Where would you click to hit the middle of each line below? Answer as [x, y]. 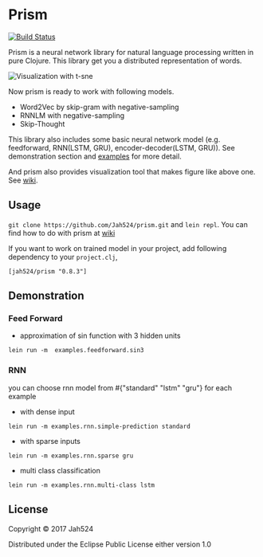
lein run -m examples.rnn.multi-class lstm [82, 485]
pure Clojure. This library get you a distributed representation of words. [125, 61]
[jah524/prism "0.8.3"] [48, 271]
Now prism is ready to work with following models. [91, 91]
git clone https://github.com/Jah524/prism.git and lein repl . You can [128, 224]
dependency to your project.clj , [63, 257]
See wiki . [23, 180]
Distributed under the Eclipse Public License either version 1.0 [110, 544]
